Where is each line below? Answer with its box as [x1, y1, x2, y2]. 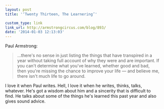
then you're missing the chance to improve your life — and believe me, [17, 68, 160, 74]
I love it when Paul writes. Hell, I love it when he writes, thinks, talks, [5, 83, 142, 88]
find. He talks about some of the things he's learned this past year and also [5, 93, 157, 99]
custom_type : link [5, 21, 43, 25]
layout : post [5, 7, 32, 12]
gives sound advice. [5, 98, 46, 104]
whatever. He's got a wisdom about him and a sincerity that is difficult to [5, 88, 151, 94]
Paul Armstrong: [5, 43, 38, 49]
